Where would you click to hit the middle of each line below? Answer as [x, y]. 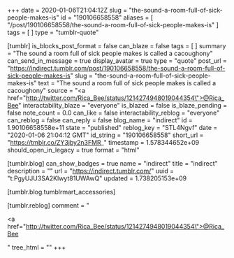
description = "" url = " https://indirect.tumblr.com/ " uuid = [91, 171]
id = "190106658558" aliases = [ [107, 17]
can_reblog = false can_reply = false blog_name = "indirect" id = [100, 120]
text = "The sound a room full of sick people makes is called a [127, 83]
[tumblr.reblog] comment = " [48, 205]
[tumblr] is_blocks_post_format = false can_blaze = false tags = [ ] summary [117, 46]
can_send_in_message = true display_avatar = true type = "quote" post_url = [117, 61]
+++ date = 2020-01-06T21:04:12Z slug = [67, 10]
